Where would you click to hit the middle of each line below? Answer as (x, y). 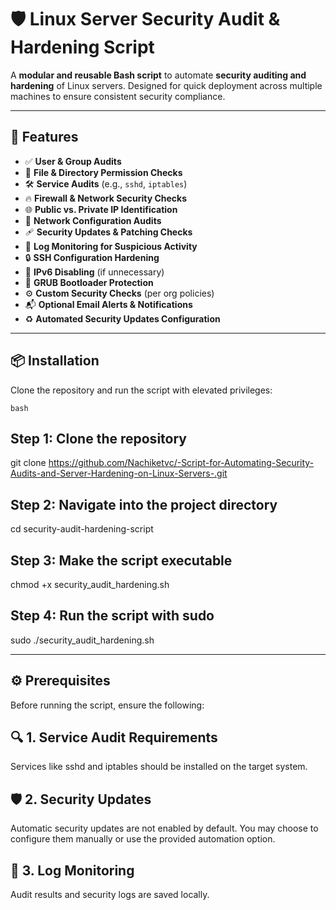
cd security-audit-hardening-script (82, 529)
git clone (28, 463)
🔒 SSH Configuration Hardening (92, 257)
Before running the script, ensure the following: (107, 705)
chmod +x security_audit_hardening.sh (90, 584)
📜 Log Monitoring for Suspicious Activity (111, 246)
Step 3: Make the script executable (121, 560)
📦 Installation (55, 361)
